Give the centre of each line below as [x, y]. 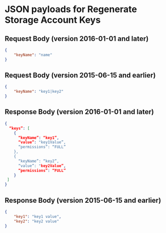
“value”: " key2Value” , [42, 166]
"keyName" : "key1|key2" [39, 92]
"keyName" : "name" [33, 55]
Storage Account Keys [53, 20]
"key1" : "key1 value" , [38, 216]
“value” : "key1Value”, [42, 142]
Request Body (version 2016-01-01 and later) [77, 39]
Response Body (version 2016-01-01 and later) [79, 112]
